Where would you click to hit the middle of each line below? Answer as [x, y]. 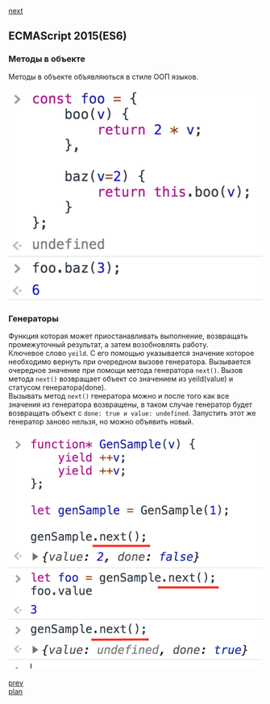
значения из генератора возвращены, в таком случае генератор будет [130, 404]
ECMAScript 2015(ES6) [68, 36]
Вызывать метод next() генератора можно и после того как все [119, 396]
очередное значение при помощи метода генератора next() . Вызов [126, 371]
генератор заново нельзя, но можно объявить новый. [101, 422]
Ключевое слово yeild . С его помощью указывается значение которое [131, 354]
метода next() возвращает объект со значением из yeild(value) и [121, 379]
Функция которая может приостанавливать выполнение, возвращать [128, 336]
